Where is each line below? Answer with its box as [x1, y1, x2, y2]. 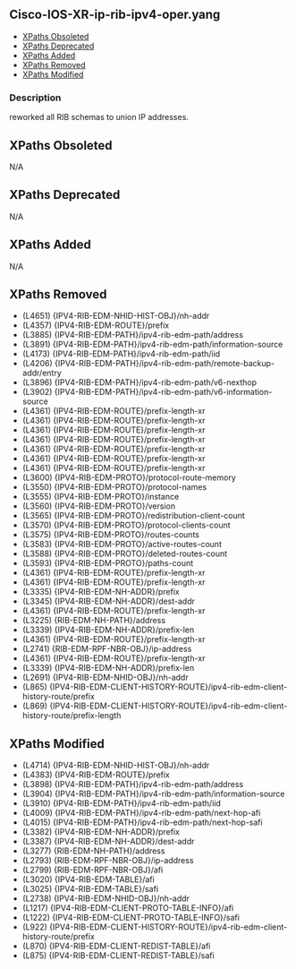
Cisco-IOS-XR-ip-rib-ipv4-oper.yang [9, 7, 221, 22]
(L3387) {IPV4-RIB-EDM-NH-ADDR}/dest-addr [21, 836, 195, 847]
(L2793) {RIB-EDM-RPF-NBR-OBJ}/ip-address [21, 855, 194, 866]
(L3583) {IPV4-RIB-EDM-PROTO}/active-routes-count [21, 539, 222, 550]
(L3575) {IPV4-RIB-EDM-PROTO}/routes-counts [21, 529, 199, 540]
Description [9, 91, 62, 104]
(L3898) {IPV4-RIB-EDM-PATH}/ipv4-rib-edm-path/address [21, 779, 244, 790]
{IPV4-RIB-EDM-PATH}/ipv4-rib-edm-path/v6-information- [54, 387, 273, 398]
